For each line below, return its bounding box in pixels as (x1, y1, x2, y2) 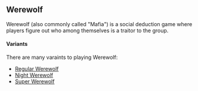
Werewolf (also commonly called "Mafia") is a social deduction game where (6, 20, 193, 27)
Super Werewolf (14, 78, 55, 85)
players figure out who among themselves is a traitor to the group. (6, 27, 169, 34)
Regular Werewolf (14, 65, 59, 73)
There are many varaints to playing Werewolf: (6, 54, 118, 61)
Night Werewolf (14, 71, 54, 79)
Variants (6, 40, 28, 48)
